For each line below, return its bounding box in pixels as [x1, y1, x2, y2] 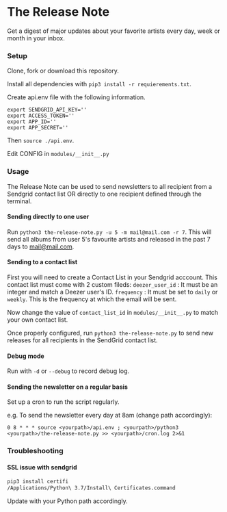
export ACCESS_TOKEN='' [7, 112, 75, 120]
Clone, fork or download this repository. [7, 66, 120, 75]
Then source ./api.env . [7, 136, 75, 144]
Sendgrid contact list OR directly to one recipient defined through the [7, 190, 202, 198]
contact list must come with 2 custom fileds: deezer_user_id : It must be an [7, 280, 218, 288]
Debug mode [7, 352, 44, 360]
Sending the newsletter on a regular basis [7, 383, 129, 391]
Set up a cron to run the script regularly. [7, 398, 120, 406]
